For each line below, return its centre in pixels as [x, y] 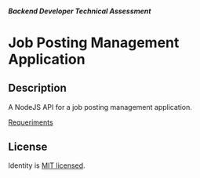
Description [37, 88]
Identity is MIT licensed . [47, 165]
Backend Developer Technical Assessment [80, 11]
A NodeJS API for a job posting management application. [100, 107]
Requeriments [31, 122]
